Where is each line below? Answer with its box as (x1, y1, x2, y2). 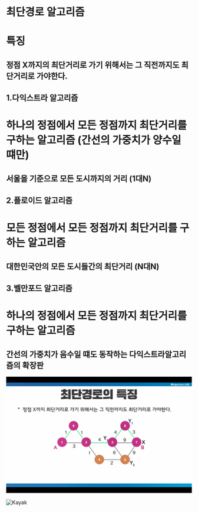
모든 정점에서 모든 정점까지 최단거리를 (6, 221, 178, 235)
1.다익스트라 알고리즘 (6, 93, 78, 103)
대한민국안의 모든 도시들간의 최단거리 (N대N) (6, 261, 160, 272)
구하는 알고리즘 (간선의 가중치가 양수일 (6, 133, 181, 147)
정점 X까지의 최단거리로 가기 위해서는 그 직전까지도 (6, 60, 180, 70)
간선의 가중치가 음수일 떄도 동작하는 (6, 349, 128, 359)
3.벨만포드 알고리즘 (6, 283, 72, 293)
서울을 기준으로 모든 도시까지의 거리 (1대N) (6, 174, 152, 184)
